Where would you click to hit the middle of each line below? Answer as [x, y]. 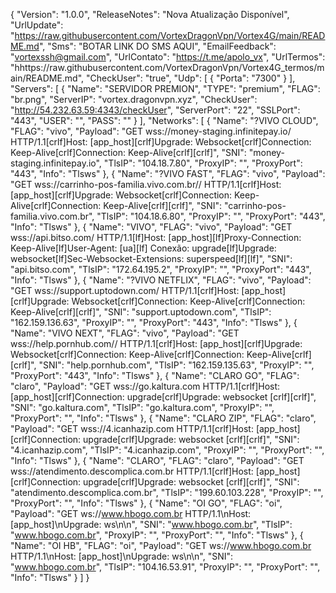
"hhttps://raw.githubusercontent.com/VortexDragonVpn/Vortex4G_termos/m [167, 67]
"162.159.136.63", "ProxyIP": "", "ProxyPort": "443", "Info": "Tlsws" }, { [154, 322]
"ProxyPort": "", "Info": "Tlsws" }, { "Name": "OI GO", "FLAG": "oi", [146, 503]
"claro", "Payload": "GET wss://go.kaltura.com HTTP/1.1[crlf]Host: [145, 386]
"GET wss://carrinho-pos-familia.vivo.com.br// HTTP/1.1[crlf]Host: [146, 184]
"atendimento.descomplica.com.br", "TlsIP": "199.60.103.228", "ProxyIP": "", [167, 492]
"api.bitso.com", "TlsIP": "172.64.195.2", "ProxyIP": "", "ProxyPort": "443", [161, 269]
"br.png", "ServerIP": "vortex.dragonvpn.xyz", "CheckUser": [134, 99]
